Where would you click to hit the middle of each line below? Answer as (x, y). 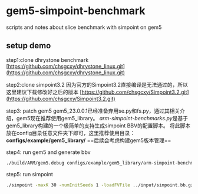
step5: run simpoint (29, 174)
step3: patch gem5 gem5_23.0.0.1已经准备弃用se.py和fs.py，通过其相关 (93, 111)
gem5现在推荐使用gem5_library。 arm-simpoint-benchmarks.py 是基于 (102, 118)
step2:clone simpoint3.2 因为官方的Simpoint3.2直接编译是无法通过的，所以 (97, 84)
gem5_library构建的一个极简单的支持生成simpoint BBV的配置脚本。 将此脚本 (98, 126)
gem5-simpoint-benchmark (76, 11)
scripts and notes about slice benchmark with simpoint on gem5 (84, 27)
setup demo (29, 46)
